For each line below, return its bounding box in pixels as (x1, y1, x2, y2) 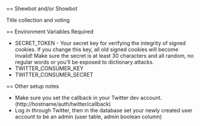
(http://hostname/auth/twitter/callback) (14, 100, 112, 108)
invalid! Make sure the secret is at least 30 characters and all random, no (14, 52, 194, 59)
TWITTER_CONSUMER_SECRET (14, 71, 94, 78)
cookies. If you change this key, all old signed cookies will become (14, 46, 179, 53)
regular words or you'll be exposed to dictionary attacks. (14, 59, 154, 65)
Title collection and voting (6, 17, 70, 23)
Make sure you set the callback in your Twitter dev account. (14, 94, 162, 101)
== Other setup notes (6, 83, 59, 90)
